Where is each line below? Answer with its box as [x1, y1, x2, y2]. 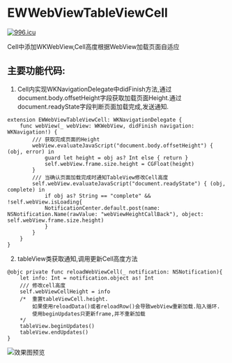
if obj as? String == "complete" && [44, 192, 151, 199]
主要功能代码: [7, 65, 66, 77]
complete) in [7, 186, 45, 193]
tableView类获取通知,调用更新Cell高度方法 [17, 254, 138, 263]
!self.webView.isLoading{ [7, 198, 82, 206]
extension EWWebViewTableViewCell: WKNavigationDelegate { [7, 116, 183, 123]
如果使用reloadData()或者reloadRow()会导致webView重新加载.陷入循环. [32, 303, 221, 310]
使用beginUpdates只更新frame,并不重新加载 [32, 310, 146, 318]
